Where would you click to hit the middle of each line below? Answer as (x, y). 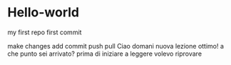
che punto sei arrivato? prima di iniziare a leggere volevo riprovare (104, 54)
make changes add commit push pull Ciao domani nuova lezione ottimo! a (116, 46)
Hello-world (43, 12)
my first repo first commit (45, 32)
